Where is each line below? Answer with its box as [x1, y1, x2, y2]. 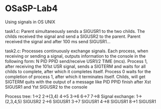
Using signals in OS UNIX [5, 19, 56, 25]
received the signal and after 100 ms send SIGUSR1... [5, 38, 111, 44]
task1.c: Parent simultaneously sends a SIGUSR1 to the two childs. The [5, 28, 145, 34]
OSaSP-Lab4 [5, 3, 58, 14]
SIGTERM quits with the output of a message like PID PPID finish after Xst [5, 78, 151, 85]
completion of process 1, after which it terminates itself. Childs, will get [5, 74, 146, 79]
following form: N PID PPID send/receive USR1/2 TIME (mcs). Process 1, [5, 58, 148, 64]
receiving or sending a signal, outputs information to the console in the [5, 53, 146, 59]
